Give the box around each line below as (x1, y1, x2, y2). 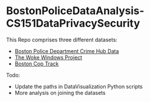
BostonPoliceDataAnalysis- (6, 4, 145, 18)
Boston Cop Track (14, 60, 59, 67)
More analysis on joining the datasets (14, 89, 106, 96)
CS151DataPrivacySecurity (6, 17, 141, 30)
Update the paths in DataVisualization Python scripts (14, 83, 143, 90)
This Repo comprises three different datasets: (6, 36, 118, 43)
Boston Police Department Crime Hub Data (14, 47, 119, 54)
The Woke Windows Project (14, 54, 83, 61)
